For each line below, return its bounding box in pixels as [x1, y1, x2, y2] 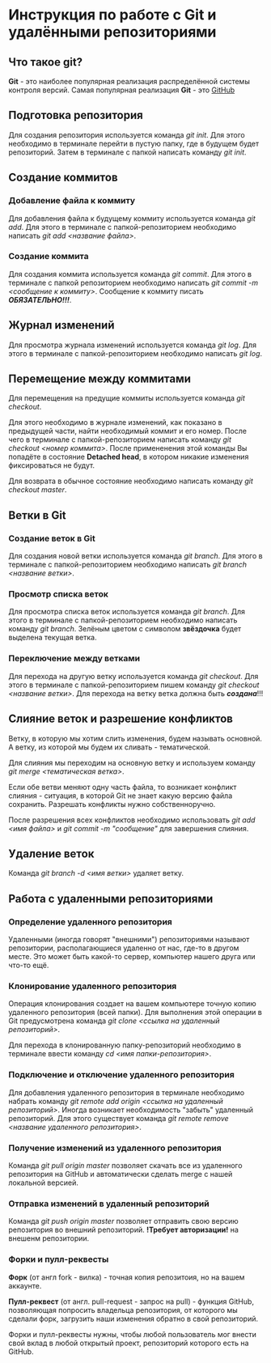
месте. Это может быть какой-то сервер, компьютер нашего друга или [8, 952, 256, 962]
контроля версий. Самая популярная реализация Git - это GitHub [8, 85, 235, 95]
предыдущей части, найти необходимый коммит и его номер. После [8, 427, 247, 436]
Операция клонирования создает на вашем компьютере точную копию [8, 999, 256, 1008]
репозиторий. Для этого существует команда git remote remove [8, 1113, 229, 1123]
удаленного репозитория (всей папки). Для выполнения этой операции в [8, 1008, 263, 1017]
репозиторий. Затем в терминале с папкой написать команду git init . [8, 147, 247, 157]
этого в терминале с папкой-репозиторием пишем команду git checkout [8, 680, 260, 690]
